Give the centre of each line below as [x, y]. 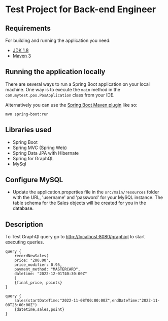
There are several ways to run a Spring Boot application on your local [77, 84]
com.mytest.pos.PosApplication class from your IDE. [60, 95]
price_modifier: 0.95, [38, 265]
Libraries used [28, 130]
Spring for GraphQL [33, 158]
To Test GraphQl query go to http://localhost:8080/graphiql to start [75, 237]
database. [23, 208]
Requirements [28, 28]
